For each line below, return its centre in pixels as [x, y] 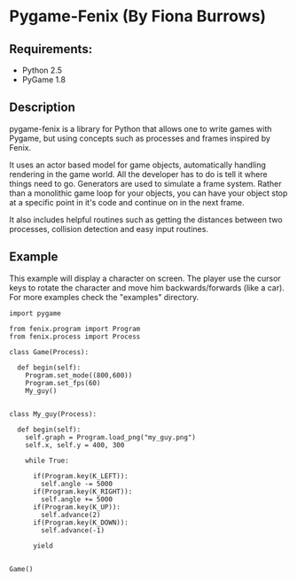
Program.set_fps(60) [63, 383]
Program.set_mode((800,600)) [79, 375]
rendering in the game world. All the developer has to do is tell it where [138, 174]
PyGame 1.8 [44, 80]
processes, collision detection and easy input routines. [109, 229]
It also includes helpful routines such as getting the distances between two [146, 220]
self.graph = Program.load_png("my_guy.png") [111, 437]
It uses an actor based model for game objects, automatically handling [137, 165]
